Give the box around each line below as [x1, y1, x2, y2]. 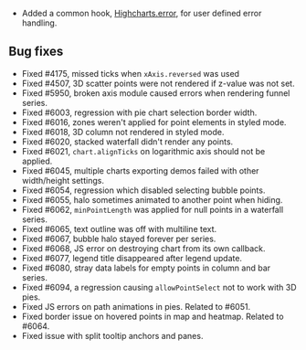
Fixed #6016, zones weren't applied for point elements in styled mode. [21, 116, 287, 127]
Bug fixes [8, 44, 64, 59]
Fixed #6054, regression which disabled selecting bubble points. [21, 185, 266, 196]
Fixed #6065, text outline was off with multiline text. [21, 223, 217, 234]
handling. [21, 17, 58, 28]
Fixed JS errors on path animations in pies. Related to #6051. [21, 301, 251, 312]
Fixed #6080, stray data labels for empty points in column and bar [21, 262, 271, 273]
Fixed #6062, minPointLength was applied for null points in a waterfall [21, 204, 284, 215]
